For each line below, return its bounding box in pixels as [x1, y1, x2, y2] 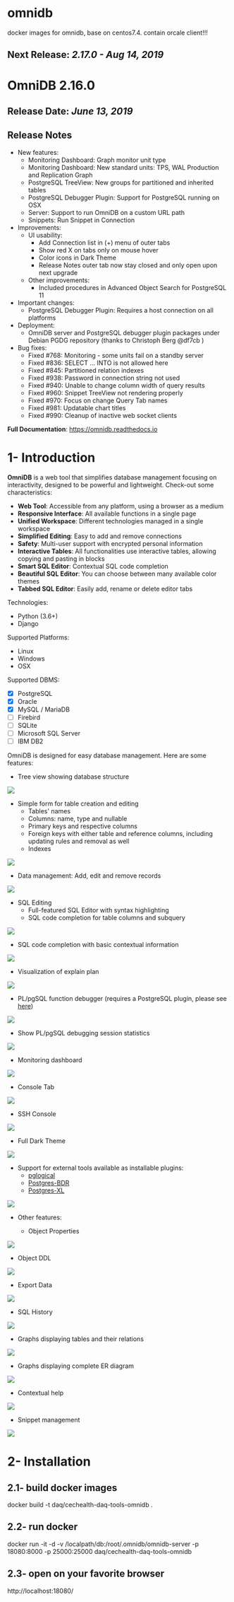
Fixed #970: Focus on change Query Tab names [27, 396, 168, 405]
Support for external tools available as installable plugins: [17, 1163, 184, 1172]
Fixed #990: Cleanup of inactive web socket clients [27, 411, 178, 419]
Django [17, 619, 39, 627]
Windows [17, 654, 45, 663]
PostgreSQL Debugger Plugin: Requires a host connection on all [27, 306, 214, 314]
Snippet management [17, 1416, 80, 1424]
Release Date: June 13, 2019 [7, 105, 133, 117]
